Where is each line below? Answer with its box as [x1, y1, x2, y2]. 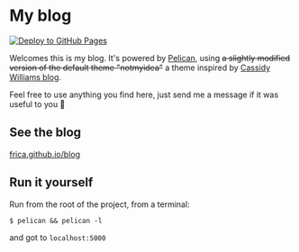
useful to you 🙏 [9, 98, 66, 109]
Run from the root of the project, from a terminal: [9, 199, 191, 210]
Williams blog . [9, 71, 61, 82]
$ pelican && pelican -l [9, 216, 103, 225]
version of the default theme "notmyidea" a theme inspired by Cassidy [9, 62, 271, 73]
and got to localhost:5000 [9, 231, 106, 243]
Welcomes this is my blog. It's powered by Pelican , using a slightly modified [9, 52, 291, 63]
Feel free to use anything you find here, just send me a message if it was [9, 89, 279, 100]
